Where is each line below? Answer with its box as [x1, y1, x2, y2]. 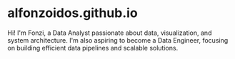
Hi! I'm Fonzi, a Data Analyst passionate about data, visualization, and [7, 28, 212, 37]
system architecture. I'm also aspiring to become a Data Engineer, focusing [7, 36, 229, 44]
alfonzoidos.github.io [7, 5, 138, 21]
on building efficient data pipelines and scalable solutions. [7, 43, 179, 52]
